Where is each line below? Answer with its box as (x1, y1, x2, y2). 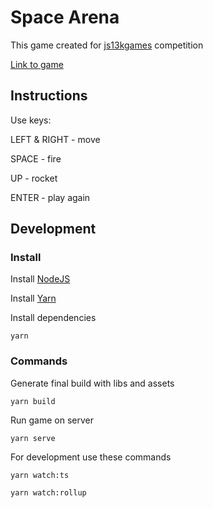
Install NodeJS (10, 273, 71, 285)
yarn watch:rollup (10, 487, 87, 498)
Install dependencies (10, 312, 97, 324)
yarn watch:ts (10, 470, 70, 480)
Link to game (10, 58, 64, 70)
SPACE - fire (10, 152, 62, 165)
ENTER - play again (10, 191, 91, 203)
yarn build (10, 396, 56, 406)
